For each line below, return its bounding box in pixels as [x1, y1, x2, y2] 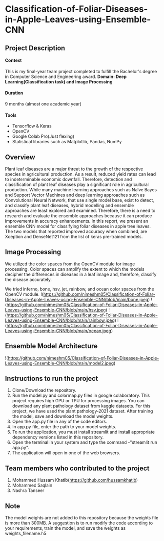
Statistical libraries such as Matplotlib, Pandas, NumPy [12, 139, 122, 145]
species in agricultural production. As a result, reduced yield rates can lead [5, 171, 156, 177]
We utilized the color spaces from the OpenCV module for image [5, 261, 135, 267]
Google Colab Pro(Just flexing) [12, 133, 75, 139]
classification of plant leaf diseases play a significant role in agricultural [5, 181, 149, 187]
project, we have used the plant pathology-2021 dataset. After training [12, 408, 153, 414]
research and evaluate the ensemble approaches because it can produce [5, 213, 152, 219]
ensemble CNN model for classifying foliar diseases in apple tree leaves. [5, 223, 151, 229]
